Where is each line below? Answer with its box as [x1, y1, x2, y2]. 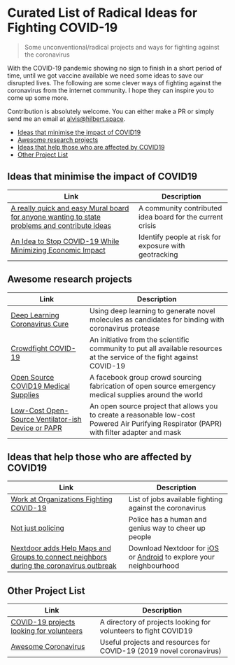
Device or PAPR [10, 423, 62, 433]
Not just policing [10, 523, 64, 533]
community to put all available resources [90, 343, 222, 353]
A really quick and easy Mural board [10, 203, 129, 213]
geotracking [138, 250, 178, 259]
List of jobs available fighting [128, 494, 223, 504]
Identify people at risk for [138, 232, 222, 242]
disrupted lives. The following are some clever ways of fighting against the [7, 78, 222, 87]
